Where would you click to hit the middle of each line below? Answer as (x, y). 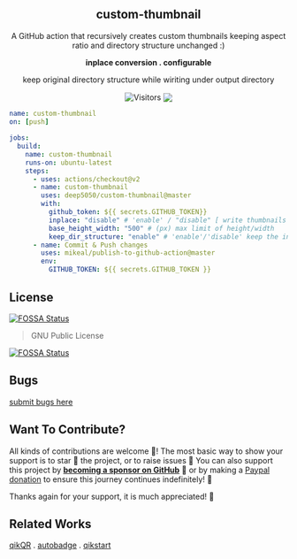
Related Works (50, 524)
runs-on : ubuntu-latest (69, 163)
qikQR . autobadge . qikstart (60, 545)
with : (51, 204)
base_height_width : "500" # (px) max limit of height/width (161, 228)
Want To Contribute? (68, 429)
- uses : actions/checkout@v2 (86, 179)
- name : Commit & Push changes (90, 245)
